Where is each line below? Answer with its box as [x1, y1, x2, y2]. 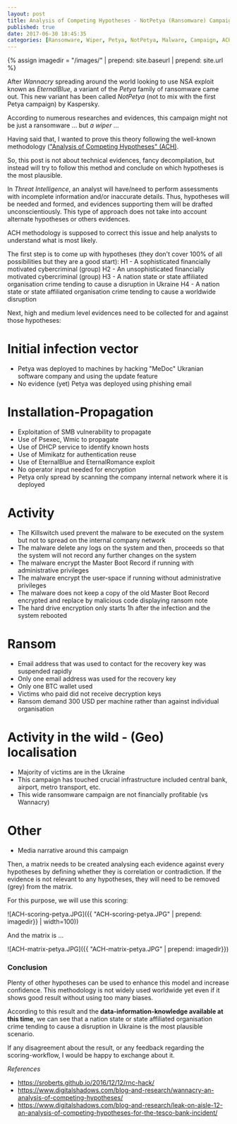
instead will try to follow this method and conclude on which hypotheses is [7, 164, 224, 172]
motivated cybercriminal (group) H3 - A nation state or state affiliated [7, 273, 208, 281]
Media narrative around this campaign [17, 846, 128, 854]
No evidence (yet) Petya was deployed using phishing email [17, 379, 192, 388]
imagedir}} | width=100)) [7, 917, 79, 926]
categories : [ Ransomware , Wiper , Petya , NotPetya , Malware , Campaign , [7, 37, 219, 44]
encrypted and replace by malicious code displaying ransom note [17, 596, 208, 604]
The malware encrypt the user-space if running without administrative [17, 573, 221, 582]
